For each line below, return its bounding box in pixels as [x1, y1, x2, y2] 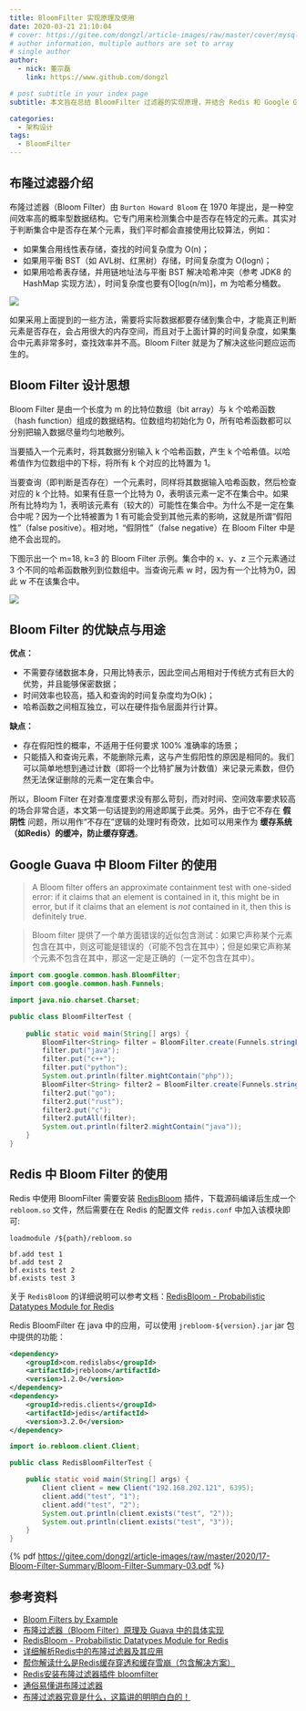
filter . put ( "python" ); [42, 1063, 128, 1072]
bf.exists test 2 [9, 1265, 76, 1274]
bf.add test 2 [9, 1257, 64, 1267]
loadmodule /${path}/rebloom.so [9, 1233, 132, 1242]
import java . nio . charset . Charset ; [9, 995, 141, 1005]
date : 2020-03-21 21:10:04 [9, 22, 112, 31]
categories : [9, 114, 55, 123]
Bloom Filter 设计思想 [9, 377, 130, 393]
